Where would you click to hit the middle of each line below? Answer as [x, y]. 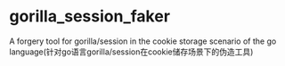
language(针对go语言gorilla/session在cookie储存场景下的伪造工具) [131, 52]
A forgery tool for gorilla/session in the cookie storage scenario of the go [143, 41]
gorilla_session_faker [90, 16]
